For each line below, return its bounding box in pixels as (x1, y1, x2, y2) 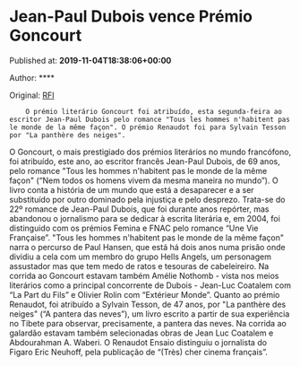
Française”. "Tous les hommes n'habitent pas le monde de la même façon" (9, 231, 285, 243)
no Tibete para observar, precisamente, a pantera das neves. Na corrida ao (9, 318, 287, 328)
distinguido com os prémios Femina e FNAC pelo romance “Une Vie (9, 222, 259, 233)
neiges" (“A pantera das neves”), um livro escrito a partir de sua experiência (9, 308, 290, 319)
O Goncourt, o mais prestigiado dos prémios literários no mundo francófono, (9, 146, 292, 157)
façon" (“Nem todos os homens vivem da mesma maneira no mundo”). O (9, 175, 279, 186)
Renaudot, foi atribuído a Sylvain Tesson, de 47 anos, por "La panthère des (9, 299, 287, 309)
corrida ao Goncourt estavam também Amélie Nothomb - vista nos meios (9, 270, 279, 281)
